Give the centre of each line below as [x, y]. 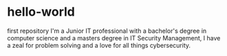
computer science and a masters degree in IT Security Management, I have [114, 38]
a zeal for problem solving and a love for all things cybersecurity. [99, 45]
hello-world [41, 12]
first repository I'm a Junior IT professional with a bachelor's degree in [107, 31]
